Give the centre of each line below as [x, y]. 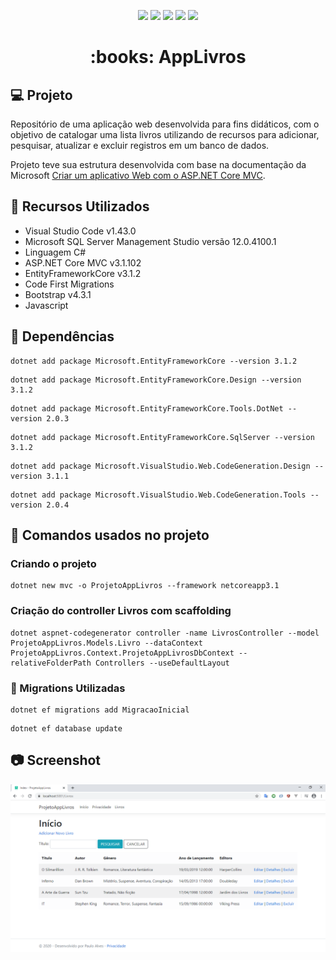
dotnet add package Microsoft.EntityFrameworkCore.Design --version [156, 380]
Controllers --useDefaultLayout [162, 663]
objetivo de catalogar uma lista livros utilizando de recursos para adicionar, [165, 134]
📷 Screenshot [56, 760]
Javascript [46, 305]
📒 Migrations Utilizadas [68, 688]
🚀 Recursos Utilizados [80, 206]
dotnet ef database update [66, 728]
